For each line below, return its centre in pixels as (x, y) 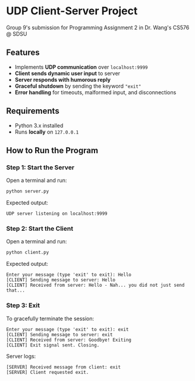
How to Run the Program (52, 150)
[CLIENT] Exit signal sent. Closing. (53, 345)
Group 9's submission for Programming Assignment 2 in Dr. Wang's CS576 (98, 27)
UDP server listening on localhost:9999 (57, 214)
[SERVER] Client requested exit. (48, 372)
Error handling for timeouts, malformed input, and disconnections (95, 92)
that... (16, 290)
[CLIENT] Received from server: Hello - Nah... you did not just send (95, 285)
